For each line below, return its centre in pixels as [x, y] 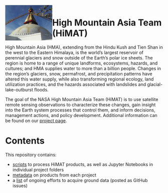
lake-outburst [19, 89]
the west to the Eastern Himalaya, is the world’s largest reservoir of [74, 52]
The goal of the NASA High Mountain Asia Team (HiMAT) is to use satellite [82, 99]
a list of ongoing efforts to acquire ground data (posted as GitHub [80, 180]
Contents [25, 141]
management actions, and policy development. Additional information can [81, 115]
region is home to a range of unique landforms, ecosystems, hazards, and [81, 63]
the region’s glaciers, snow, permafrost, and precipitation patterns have [79, 73]
